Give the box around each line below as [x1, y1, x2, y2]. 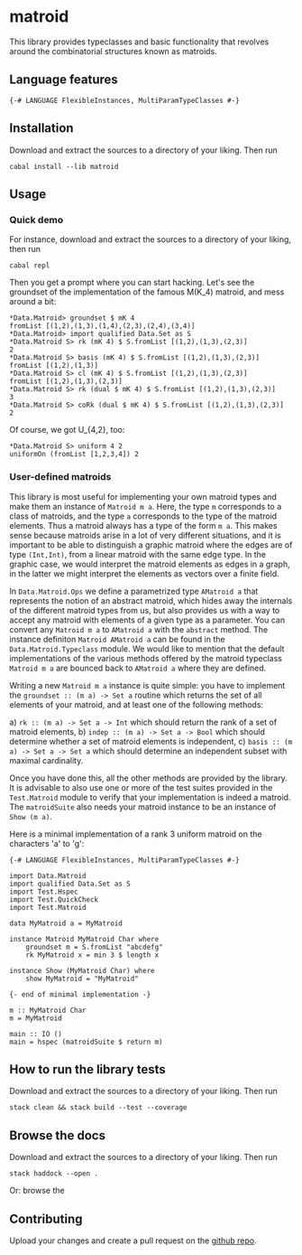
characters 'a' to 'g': [9, 838, 85, 848]
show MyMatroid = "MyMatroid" [25, 974, 140, 983]
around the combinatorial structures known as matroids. [9, 45, 218, 56]
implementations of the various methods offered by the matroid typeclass [9, 652, 282, 663]
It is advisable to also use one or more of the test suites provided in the [9, 782, 273, 792]
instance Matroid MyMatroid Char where [9, 934, 160, 943]
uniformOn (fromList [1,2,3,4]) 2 [9, 450, 140, 459]
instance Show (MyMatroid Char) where [9, 966, 155, 975]
